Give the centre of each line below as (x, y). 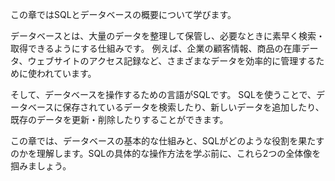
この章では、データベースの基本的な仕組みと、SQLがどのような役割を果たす (167, 141)
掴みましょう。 (41, 166)
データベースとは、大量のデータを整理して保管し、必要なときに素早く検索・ (167, 36)
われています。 (66, 73)
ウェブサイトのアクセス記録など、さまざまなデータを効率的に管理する (172, 61)
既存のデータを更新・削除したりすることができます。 (119, 119)
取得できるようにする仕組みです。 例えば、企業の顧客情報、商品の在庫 (156, 48)
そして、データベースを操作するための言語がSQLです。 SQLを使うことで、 (163, 94)
